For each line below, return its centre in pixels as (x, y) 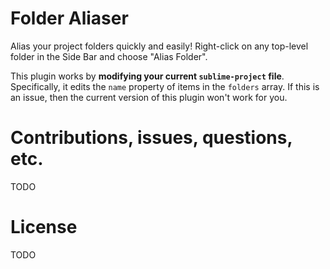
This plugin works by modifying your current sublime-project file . (147, 76)
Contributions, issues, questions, (151, 138)
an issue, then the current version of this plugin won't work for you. (149, 97)
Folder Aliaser (69, 18)
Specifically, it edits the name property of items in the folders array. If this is (165, 86)
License (44, 227)
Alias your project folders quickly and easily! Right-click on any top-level (159, 46)
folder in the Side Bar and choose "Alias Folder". (109, 56)
